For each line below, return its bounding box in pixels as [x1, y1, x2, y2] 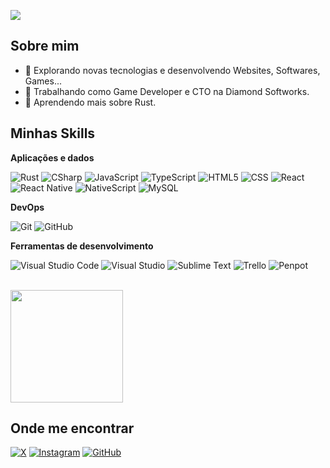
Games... [24, 75, 63, 87]
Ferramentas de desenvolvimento [10, 240, 154, 252]
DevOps [10, 201, 45, 213]
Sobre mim [10, 38, 80, 55]
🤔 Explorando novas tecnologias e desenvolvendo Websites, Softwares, [24, 64, 321, 76]
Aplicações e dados [10, 151, 95, 164]
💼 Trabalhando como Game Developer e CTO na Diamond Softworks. [24, 85, 310, 97]
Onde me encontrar [10, 420, 135, 437]
